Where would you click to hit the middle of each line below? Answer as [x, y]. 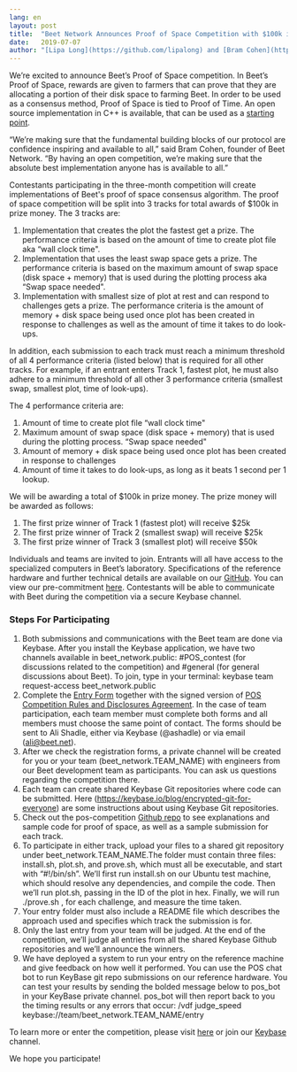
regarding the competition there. [81, 780]
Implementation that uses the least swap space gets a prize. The [140, 258]
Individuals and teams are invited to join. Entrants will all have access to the [146, 559]
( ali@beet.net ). [49, 742]
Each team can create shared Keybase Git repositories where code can [151, 790]
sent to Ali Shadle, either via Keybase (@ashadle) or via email [133, 733]
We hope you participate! [55, 1059]
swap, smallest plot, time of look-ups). [79, 389]
